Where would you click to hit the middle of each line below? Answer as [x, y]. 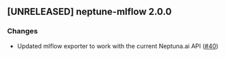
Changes [23, 31]
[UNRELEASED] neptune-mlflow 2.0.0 [90, 12]
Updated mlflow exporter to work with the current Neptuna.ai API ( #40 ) [118, 46]
